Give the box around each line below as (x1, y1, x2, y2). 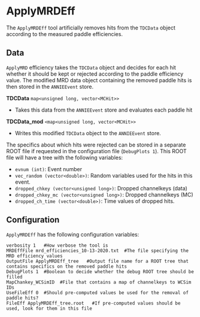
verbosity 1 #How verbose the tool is (6, 242, 109, 249)
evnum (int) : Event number (14, 165, 83, 172)
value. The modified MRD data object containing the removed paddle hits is (6, 76, 192, 83)
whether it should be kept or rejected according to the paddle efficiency (6, 70, 184, 77)
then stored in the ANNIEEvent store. (6, 83, 94, 90)
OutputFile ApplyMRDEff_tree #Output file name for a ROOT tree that (6, 258, 189, 264)
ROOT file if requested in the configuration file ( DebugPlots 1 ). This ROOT (6, 147, 187, 154)
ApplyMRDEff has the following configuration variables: (6, 231, 140, 238)
